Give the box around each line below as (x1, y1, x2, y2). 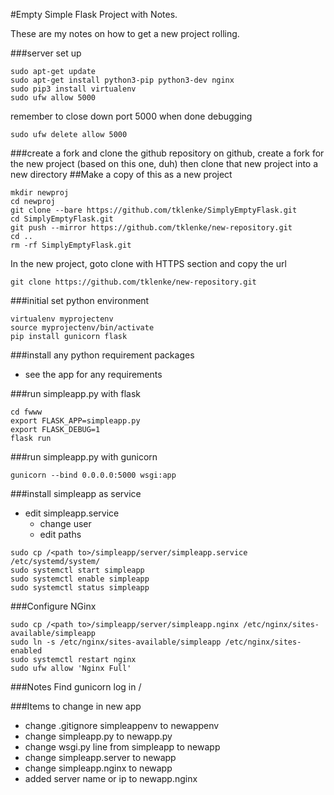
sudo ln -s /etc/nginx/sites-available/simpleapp (10, 637, 222, 647)
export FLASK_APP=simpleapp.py (10, 416, 141, 426)
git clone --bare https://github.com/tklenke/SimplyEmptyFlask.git (10, 205, 298, 215)
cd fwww (10, 407, 43, 417)
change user (39, 518, 92, 529)
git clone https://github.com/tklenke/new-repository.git (10, 277, 257, 287)
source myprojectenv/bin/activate (10, 323, 155, 333)
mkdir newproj (10, 188, 70, 198)
